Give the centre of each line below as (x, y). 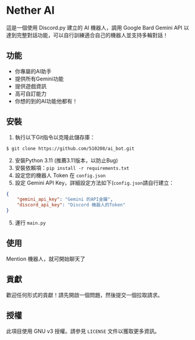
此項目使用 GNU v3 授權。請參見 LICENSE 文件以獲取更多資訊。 (83, 331)
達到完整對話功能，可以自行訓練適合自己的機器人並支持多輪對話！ (87, 35)
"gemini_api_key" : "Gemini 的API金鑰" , (65, 200)
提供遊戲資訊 (30, 86)
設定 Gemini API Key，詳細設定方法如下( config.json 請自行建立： (95, 183)
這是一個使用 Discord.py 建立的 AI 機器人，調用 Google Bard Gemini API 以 (98, 27)
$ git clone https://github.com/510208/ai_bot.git (70, 149)
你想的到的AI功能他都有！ (46, 101)
